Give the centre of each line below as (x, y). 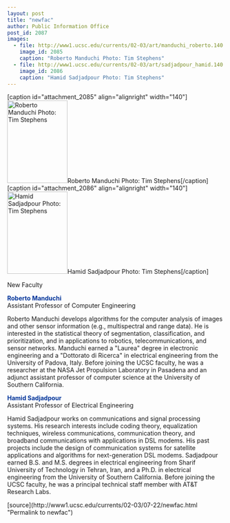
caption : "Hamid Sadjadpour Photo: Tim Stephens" (92, 77)
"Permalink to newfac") (40, 513)
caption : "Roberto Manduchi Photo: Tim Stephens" (92, 58)
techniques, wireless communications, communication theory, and (101, 434)
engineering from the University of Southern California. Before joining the (111, 477)
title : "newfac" (30, 20)
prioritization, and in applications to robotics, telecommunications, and (107, 341)
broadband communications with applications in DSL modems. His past (108, 440)
